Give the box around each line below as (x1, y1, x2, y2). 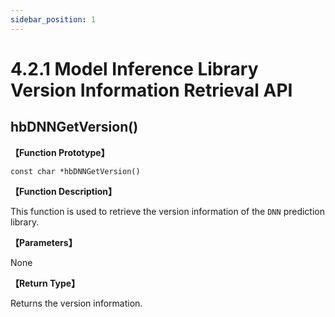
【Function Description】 (10, 185, 118, 197)
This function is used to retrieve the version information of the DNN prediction (10, 205, 325, 217)
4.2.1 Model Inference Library (10, 57, 259, 80)
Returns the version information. (10, 297, 143, 309)
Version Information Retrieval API (10, 79, 293, 101)
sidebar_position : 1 (10, 14, 97, 25)
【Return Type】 (10, 277, 81, 289)
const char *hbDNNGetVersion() (10, 166, 141, 176)
